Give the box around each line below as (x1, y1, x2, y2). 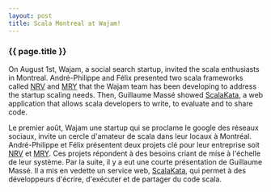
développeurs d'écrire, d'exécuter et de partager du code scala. (8, 174, 222, 184)
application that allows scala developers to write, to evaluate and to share (8, 98, 253, 108)
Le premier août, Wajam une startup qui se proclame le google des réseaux (8, 123, 259, 132)
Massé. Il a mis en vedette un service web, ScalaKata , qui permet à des (8, 165, 247, 175)
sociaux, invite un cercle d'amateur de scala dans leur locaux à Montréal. (8, 131, 252, 141)
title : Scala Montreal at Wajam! (8, 19, 121, 27)
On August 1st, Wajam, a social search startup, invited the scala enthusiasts (8, 64, 260, 73)
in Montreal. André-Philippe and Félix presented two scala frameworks (8, 73, 243, 82)
